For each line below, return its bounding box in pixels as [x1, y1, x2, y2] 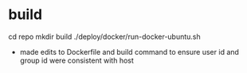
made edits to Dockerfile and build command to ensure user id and [19, 47, 239, 56]
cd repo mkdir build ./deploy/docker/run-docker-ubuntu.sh [8, 32, 201, 41]
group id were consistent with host [19, 56, 134, 65]
